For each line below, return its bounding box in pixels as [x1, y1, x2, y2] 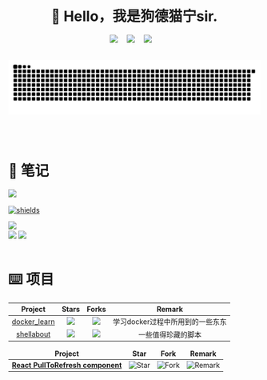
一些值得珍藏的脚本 [138, 330, 202, 339]
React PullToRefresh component [11, 361, 122, 370]
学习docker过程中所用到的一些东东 [113, 317, 228, 326]
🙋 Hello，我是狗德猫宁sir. [50, 7, 218, 26]
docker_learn [11, 317, 55, 326]
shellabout [15, 330, 51, 339]
